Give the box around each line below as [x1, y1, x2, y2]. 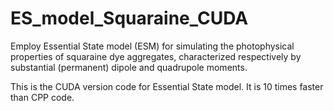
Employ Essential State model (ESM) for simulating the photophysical [10, 40, 295, 52]
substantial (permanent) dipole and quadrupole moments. [10, 61, 248, 73]
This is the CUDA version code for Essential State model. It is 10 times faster [10, 80, 324, 92]
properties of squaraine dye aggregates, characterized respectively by [10, 50, 302, 62]
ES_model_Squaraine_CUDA [10, 7, 249, 30]
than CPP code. [10, 91, 75, 103]
